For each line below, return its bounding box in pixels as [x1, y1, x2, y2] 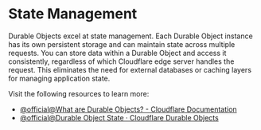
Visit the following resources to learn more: [8, 89, 150, 98]
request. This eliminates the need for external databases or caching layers [8, 65, 252, 74]
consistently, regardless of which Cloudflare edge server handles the [8, 57, 235, 66]
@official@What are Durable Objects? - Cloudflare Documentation [19, 104, 237, 114]
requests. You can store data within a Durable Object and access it [8, 48, 227, 57]
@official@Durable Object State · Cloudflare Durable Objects [19, 112, 219, 122]
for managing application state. [8, 73, 111, 83]
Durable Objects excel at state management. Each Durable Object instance [8, 31, 253, 41]
